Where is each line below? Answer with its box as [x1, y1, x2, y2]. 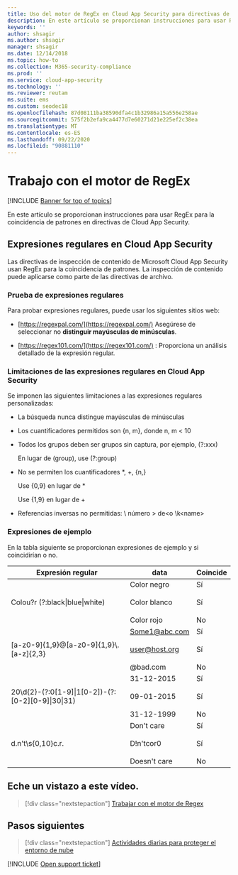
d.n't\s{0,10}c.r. [11, 738, 64, 748]
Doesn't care [130, 756, 173, 766]
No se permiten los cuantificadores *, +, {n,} [17, 468, 147, 477]
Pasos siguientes [7, 820, 85, 832]
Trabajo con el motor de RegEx [7, 173, 191, 189]
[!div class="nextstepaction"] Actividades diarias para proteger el [24, 839, 216, 847]
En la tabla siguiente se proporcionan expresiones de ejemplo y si [7, 543, 199, 551]
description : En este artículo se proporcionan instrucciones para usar [7, 17, 227, 24]
